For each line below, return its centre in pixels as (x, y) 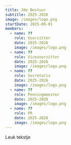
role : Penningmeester (37, 94)
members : (14, 29)
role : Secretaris (32, 76)
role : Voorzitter (32, 38)
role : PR (23, 113)
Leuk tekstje (18, 137)
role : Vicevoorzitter (37, 57)
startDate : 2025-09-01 (29, 24)
